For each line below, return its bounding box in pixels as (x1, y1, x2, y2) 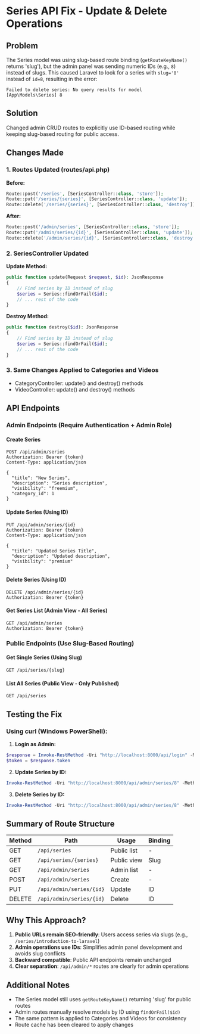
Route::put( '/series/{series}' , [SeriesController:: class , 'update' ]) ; (6, 196, 187, 202)
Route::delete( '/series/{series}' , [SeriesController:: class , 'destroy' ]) (6, 201, 196, 208)
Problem (6, 41, 39, 51)
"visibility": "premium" (11, 558, 73, 564)
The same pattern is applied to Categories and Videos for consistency (14, 1014, 187, 1021)
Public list (110, 846, 138, 855)
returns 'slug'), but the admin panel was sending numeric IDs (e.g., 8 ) (6, 63, 176, 70)
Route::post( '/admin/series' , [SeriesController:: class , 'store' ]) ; (6, 224, 180, 230)
